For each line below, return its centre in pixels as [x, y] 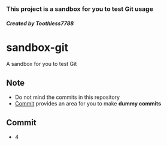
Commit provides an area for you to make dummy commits [88, 104]
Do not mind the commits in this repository [67, 97]
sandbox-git [37, 47]
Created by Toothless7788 [40, 23]
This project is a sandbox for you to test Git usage [80, 9]
